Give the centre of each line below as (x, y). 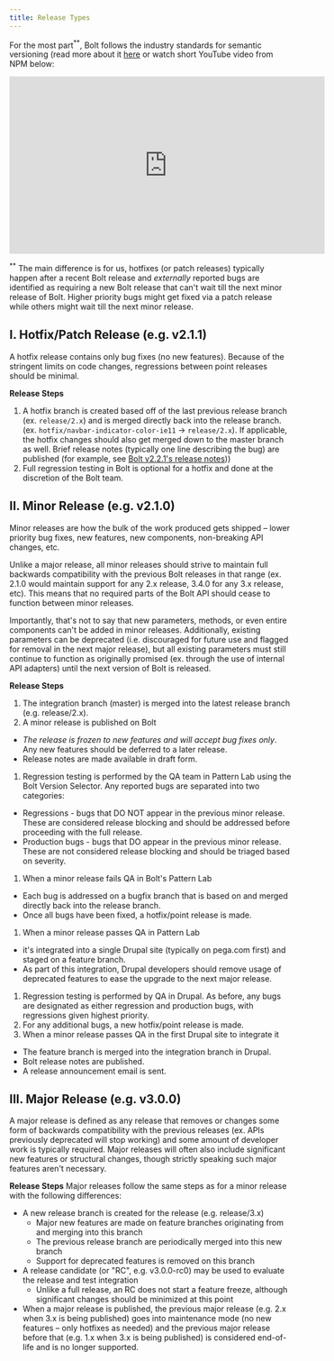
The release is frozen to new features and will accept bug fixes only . (149, 739)
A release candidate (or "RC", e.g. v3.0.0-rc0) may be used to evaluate (153, 1271)
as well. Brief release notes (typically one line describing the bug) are (151, 449)
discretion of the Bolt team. (72, 478)
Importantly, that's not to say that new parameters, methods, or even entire (149, 620)
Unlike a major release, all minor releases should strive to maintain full (139, 564)
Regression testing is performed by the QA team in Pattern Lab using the (157, 776)
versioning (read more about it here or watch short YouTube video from (141, 54)
